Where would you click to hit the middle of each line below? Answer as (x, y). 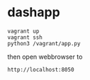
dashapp (34, 12)
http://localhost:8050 (41, 69)
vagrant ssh (25, 37)
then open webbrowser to (45, 57)
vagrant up (23, 31)
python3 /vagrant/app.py (44, 43)
